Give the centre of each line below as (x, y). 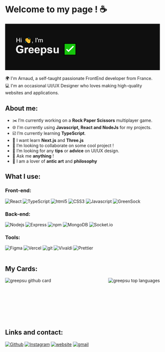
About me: (22, 108)
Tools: (13, 237)
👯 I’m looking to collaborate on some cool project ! (63, 145)
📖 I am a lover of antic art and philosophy (55, 161)
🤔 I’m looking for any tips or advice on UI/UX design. (66, 151)
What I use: (23, 176)
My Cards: (21, 269)
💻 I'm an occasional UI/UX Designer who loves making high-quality (74, 86)
